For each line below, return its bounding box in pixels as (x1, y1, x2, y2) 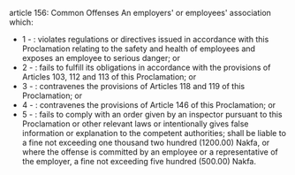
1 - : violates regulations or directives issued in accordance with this (21, 34, 269, 44)
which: (9, 17, 34, 27)
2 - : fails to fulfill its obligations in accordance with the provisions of (21, 62, 271, 72)
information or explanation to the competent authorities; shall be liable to (21, 128, 287, 138)
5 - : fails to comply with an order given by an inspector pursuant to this (21, 110, 283, 119)
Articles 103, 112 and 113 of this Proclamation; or (21, 72, 197, 82)
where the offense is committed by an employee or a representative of (21, 147, 278, 157)
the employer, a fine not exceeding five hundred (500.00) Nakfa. (21, 156, 257, 166)
